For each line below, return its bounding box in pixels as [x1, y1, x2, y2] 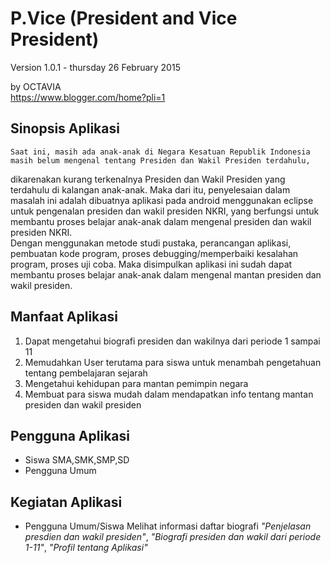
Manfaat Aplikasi [10, 308, 118, 326]
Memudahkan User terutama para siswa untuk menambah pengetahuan [24, 356, 322, 368]
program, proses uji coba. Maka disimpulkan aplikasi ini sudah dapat [10, 258, 293, 270]
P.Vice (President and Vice [10, 7, 238, 30]
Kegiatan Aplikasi [10, 493, 123, 511]
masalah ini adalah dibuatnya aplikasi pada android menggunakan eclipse [10, 194, 314, 206]
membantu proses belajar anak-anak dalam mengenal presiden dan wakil [10, 215, 312, 227]
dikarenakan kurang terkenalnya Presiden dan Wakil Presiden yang [10, 173, 286, 185]
